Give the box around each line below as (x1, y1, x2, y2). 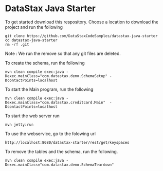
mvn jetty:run (5, 122, 34, 127)
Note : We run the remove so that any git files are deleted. (5, 51, 121, 56)
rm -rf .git (5, 42, 29, 47)
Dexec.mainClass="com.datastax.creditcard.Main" (5, 100, 106, 105)
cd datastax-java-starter (5, 37, 57, 43)
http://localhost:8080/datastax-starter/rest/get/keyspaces (5, 140, 130, 145)
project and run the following (5, 24, 63, 30)
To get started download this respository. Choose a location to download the (5, 19, 159, 25)
